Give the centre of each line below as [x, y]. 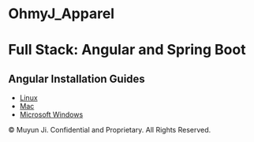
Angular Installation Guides [77, 78]
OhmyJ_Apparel [62, 14]
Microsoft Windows [51, 114]
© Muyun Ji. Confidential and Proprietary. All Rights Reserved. [110, 130]
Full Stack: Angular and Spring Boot [127, 50]
